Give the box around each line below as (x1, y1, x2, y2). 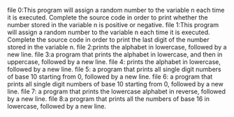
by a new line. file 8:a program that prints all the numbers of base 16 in (7, 95, 210, 103)
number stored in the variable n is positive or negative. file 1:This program (7, 21, 219, 29)
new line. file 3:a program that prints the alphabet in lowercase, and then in (7, 50, 223, 58)
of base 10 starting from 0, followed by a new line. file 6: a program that (7, 72, 213, 81)
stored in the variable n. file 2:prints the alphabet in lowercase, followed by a (7, 43, 227, 51)
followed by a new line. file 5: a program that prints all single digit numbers (7, 65, 221, 73)
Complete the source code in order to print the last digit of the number (7, 36, 210, 44)
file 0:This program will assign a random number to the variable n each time (7, 6, 225, 14)
